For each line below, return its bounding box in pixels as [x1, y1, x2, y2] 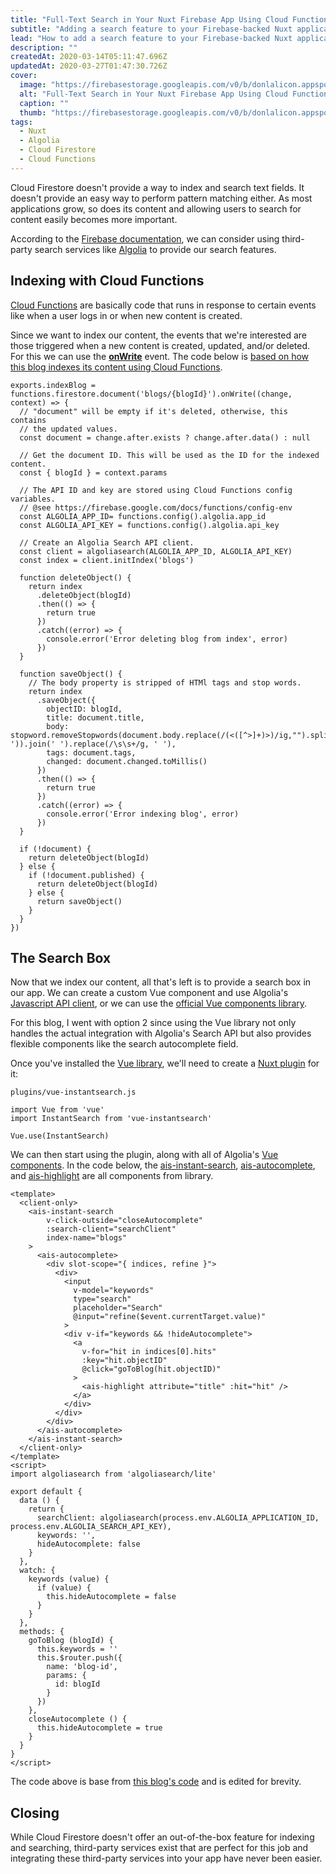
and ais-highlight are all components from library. [10, 1170, 214, 1182]
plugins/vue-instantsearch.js [10, 1087, 137, 1098]
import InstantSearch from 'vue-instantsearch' [10, 1114, 213, 1124]
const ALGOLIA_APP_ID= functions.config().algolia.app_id [19, 511, 267, 521]
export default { [10, 1487, 83, 1497]
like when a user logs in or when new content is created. [10, 309, 243, 321]
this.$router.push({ [36, 1653, 123, 1663]
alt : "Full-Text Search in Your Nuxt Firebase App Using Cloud [19, 89, 288, 99]
